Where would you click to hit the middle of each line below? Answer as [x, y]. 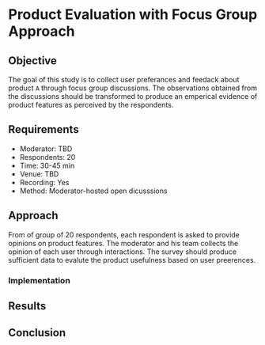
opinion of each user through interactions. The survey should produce [123, 252]
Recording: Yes [44, 182]
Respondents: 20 [47, 157]
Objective [33, 61]
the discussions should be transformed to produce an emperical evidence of [133, 96]
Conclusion [37, 333]
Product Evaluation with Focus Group [133, 15]
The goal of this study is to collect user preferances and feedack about [124, 80]
